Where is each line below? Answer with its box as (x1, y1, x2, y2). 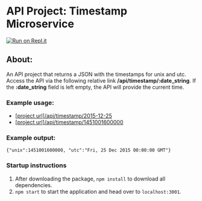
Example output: (6, 133, 56, 142)
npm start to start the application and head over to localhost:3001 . (14, 188, 181, 195)
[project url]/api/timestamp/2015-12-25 (14, 112, 113, 120)
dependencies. (14, 181, 52, 188)
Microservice (6, 17, 74, 31)
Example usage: (6, 98, 54, 107)
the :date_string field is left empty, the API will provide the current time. (6, 83, 185, 91)
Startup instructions (6, 161, 67, 170)
